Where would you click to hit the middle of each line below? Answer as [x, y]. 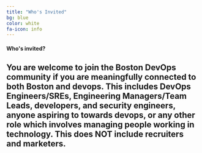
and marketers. [36, 144]
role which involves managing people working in [100, 125]
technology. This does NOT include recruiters [95, 134]
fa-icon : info [24, 29]
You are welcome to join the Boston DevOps [91, 68]
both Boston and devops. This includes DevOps [99, 87]
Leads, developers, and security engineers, [91, 106]
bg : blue [17, 18]
